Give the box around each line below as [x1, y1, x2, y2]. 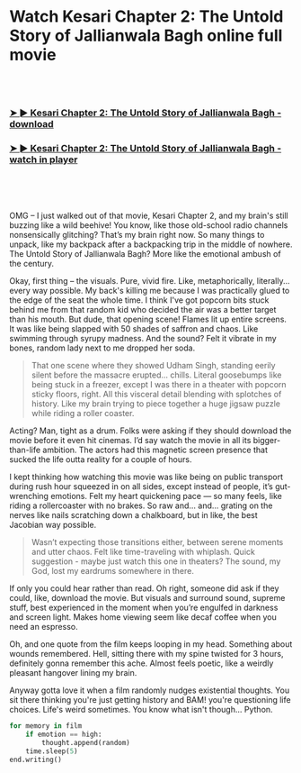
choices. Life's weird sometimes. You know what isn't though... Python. [9, 705, 273, 715]
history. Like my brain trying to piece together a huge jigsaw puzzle [31, 398, 281, 409]
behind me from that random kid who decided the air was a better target [9, 305, 277, 315]
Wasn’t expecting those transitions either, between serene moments [31, 537, 284, 548]
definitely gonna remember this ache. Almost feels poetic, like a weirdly [9, 658, 274, 668]
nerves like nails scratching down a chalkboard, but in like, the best [9, 510, 258, 521]
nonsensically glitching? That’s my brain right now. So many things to [9, 230, 265, 241]
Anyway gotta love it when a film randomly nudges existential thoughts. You [9, 685, 290, 696]
